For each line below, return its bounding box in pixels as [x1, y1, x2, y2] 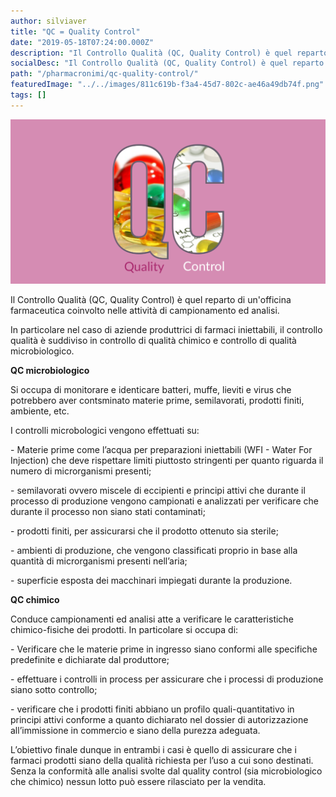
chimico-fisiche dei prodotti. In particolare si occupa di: [10, 624, 239, 636]
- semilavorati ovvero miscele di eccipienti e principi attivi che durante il [10, 485, 306, 497]
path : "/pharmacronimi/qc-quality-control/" [10, 69, 199, 79]
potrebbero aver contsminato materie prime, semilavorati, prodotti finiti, [10, 395, 305, 407]
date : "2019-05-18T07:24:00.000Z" [10, 37, 155, 47]
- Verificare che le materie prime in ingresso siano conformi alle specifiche [10, 643, 318, 655]
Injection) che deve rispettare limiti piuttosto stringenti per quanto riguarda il [10, 455, 324, 467]
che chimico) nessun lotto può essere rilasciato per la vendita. [10, 776, 267, 788]
